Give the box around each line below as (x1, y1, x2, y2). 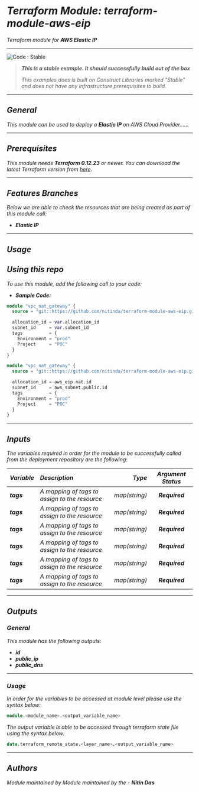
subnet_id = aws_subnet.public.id (12, 384, 108, 391)
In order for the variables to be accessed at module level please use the (6, 695, 182, 702)
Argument (156, 470, 187, 479)
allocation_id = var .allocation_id (12, 319, 100, 325)
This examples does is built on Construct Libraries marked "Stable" (21, 76, 185, 83)
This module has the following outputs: (6, 637, 102, 644)
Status (162, 477, 181, 486)
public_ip (15, 655, 39, 662)
